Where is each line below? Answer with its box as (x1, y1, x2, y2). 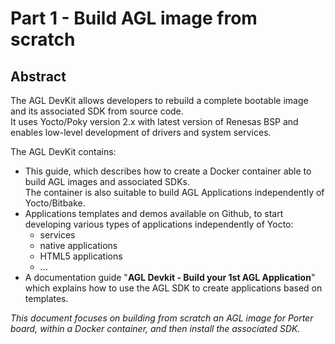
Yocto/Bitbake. (24, 197, 86, 209)
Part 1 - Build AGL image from (10, 7, 258, 30)
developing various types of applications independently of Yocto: (24, 218, 294, 230)
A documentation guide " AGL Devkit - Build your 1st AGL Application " (24, 272, 316, 283)
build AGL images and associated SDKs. (24, 176, 190, 187)
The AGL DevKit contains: (10, 146, 117, 157)
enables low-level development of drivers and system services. (10, 127, 272, 138)
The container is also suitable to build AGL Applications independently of (24, 187, 325, 198)
